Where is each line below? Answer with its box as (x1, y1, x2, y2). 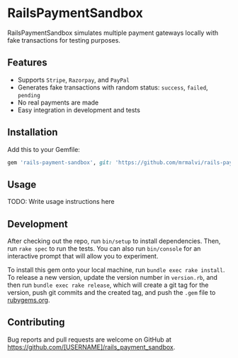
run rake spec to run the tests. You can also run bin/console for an (7, 244, 201, 253)
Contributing (7, 316, 65, 328)
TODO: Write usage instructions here (7, 197, 115, 206)
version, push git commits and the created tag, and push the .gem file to (7, 288, 216, 297)
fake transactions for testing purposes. (7, 36, 120, 44)
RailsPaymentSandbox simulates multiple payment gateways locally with (7, 28, 219, 37)
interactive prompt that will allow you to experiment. (7, 252, 159, 261)
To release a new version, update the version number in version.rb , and (7, 273, 218, 282)
